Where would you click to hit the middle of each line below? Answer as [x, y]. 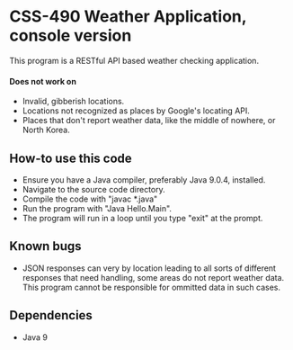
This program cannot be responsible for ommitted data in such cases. [151, 287]
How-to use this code [71, 158]
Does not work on [43, 81]
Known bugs [46, 246]
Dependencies [51, 315]
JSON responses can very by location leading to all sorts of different [149, 268]
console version [71, 36]
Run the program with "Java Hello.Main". [97, 208]
